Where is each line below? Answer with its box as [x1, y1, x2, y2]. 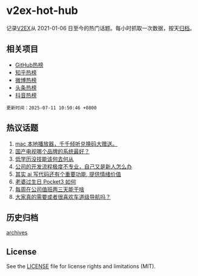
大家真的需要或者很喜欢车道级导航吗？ [15, 193, 111, 200]
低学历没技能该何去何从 [15, 155, 74, 163]
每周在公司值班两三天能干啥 [15, 186, 85, 193]
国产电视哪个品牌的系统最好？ [15, 147, 90, 155]
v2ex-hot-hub [6, 4, 79, 18]
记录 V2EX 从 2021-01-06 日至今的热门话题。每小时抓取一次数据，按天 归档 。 [6, 24, 196, 32]
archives [6, 229, 28, 237]
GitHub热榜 [15, 61, 44, 69]
